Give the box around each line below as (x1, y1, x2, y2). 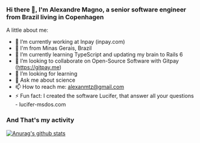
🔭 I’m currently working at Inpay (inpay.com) (14, 38, 125, 46)
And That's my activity (6, 116, 74, 124)
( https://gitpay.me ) (14, 64, 62, 71)
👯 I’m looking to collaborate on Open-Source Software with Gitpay (14, 57, 179, 65)
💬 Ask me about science (14, 76, 75, 84)
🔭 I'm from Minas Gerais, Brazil (14, 44, 92, 52)
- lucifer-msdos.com (14, 101, 66, 108)
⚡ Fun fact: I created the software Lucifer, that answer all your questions (14, 93, 194, 100)
